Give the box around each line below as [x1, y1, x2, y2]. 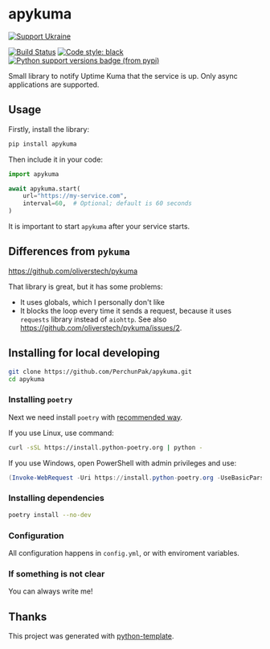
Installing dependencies [8, 492, 104, 503]
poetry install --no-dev [8, 511, 92, 519]
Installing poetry [8, 394, 73, 405]
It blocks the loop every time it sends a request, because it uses [19, 306, 231, 315]
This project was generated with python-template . [8, 631, 174, 640]
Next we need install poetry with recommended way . [8, 412, 183, 422]
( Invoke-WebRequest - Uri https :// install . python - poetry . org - [8, 474, 221, 482]
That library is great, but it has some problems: [8, 281, 163, 291]
